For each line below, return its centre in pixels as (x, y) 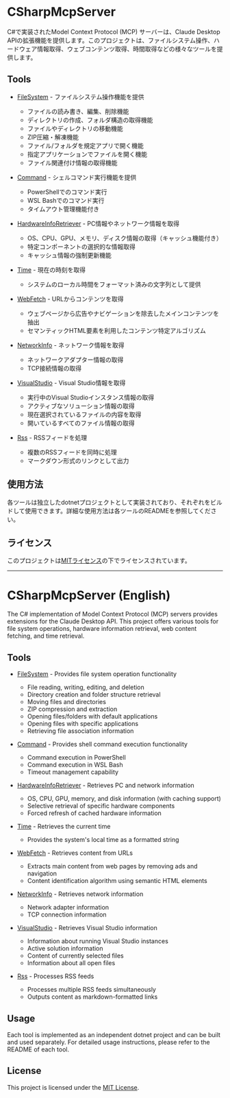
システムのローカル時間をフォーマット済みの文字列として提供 (114, 284)
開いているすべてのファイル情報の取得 (81, 423)
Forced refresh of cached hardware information (94, 813)
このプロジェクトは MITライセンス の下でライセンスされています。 (99, 561)
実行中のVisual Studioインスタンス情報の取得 (91, 397)
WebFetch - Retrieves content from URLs (75, 853)
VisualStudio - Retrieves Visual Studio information (87, 928)
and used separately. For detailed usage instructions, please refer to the (108, 1042)
